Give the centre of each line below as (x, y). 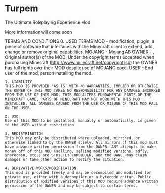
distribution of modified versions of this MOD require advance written (82, 181)
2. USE (12, 116)
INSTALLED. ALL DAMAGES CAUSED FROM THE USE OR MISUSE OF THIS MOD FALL (82, 103)
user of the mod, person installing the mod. (49, 73)
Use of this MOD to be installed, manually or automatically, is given (80, 121)
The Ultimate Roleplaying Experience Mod (48, 22)
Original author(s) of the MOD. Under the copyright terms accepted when (80, 57)
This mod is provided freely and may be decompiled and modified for (78, 173)
